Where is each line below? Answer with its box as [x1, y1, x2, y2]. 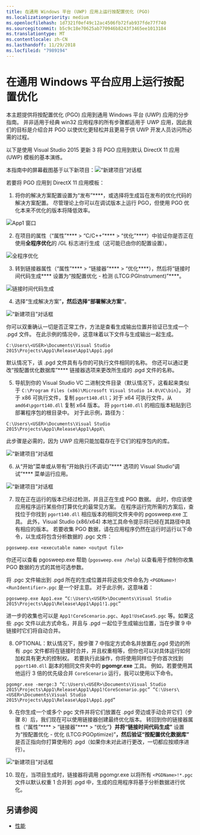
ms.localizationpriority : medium [6, 14, 89, 20]
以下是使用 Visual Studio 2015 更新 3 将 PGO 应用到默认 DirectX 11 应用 [6, 146, 180, 153]
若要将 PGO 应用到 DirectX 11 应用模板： [6, 179, 105, 186]
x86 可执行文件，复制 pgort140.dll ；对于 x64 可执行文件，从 [21, 394, 173, 401]
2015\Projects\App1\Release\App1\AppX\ [6, 426, 105, 432]
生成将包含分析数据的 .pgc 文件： [30, 533, 112, 540]
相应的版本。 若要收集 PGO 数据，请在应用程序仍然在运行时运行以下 [20, 525, 187, 532]
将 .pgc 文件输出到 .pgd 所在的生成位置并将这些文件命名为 [6, 576, 149, 583]
